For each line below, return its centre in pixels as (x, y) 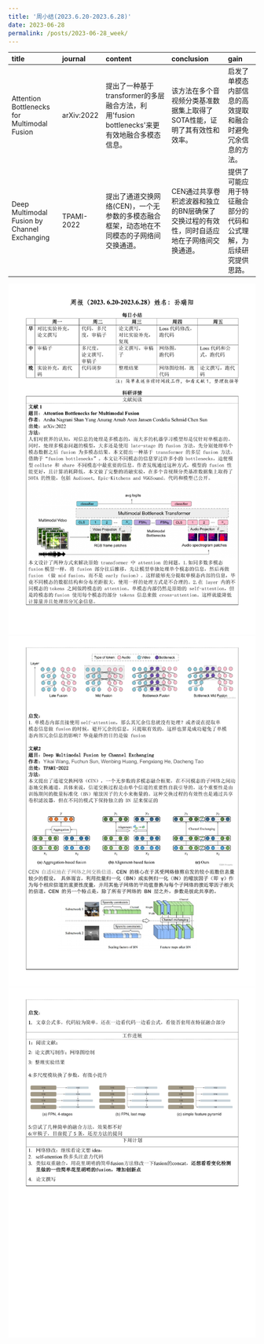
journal (74, 58)
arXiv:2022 (80, 115)
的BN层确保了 (194, 211)
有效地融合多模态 (133, 135)
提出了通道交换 (130, 196)
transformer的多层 (135, 96)
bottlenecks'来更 (132, 125)
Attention (26, 98)
